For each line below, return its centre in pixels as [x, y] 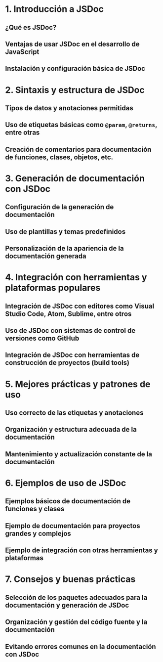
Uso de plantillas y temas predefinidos [65, 232]
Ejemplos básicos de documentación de [68, 501]
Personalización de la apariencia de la [65, 248]
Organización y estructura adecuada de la [71, 429]
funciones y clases [35, 509]
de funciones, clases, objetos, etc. [59, 157]
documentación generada [46, 256]
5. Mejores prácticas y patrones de [78, 384]
